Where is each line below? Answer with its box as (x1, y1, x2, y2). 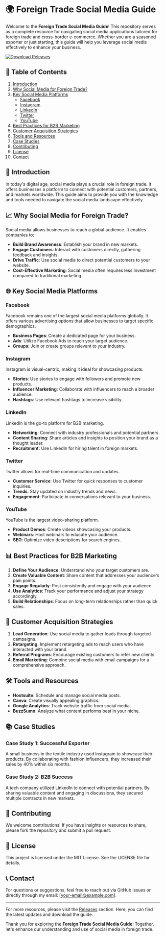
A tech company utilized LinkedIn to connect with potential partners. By (5, 785, 150, 791)
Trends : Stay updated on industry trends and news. (12, 488, 117, 494)
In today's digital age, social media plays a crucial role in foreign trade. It (5, 181, 152, 187)
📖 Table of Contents (5, 68, 67, 76)
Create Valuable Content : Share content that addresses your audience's (12, 573, 160, 578)
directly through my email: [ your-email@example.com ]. (5, 892, 117, 898)
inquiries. (12, 483, 32, 489)
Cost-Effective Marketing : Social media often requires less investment (12, 267, 156, 273)
